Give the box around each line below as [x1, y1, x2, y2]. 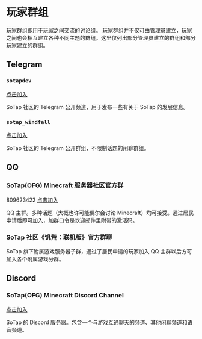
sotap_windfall [6, 119, 51, 125]
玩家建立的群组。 [6, 42, 49, 49]
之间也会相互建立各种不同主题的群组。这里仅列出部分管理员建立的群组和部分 [6, 34, 196, 41]
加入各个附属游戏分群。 [6, 255, 64, 263]
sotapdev [6, 78, 32, 84]
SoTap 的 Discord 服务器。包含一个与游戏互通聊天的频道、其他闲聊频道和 [6, 319, 188, 326]
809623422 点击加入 [6, 196, 59, 204]
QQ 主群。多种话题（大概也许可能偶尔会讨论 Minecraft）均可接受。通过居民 [6, 209, 194, 216]
